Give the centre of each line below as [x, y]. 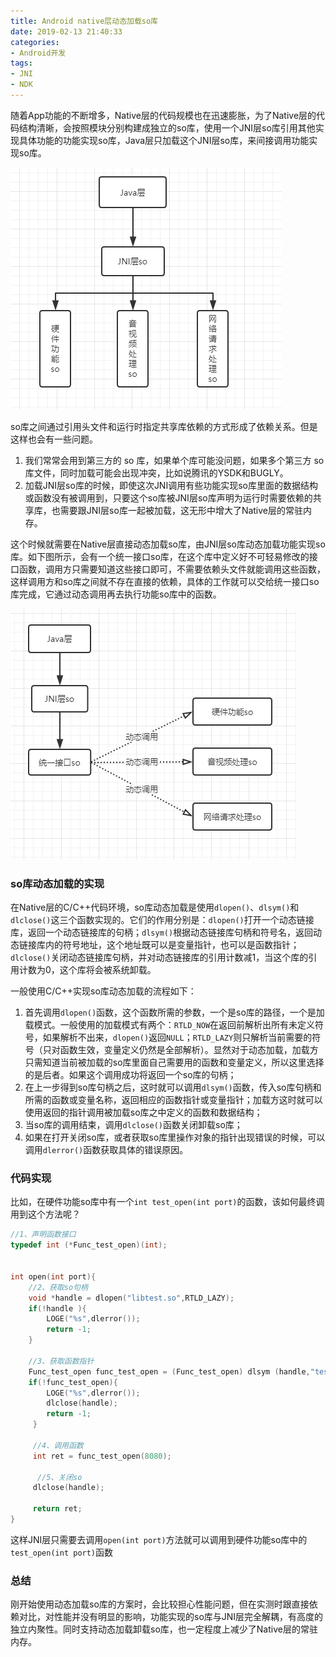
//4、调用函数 [58, 1445]
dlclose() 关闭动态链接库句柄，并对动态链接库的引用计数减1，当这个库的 [159, 957]
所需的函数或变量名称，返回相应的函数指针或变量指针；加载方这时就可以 [173, 1100]
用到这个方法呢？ [45, 1214]
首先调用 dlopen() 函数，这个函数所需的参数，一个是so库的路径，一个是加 [174, 1012]
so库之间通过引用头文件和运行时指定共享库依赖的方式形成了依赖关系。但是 [164, 426]
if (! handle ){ [57, 1308]
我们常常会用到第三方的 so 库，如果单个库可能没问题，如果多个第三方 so [174, 460]
